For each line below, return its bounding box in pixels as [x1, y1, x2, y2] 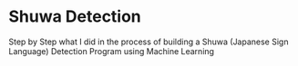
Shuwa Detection [8, 6, 142, 27]
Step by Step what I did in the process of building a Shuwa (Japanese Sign [8, 36, 289, 47]
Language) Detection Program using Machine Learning [8, 45, 215, 56]
